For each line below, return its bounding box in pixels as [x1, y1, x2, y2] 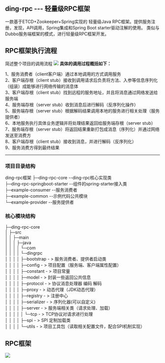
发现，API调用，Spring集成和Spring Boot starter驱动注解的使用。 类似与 [13, 25, 160, 30]
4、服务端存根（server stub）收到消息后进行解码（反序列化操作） [5, 102, 138, 107]
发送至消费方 [5, 132, 31, 138]
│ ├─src [5, 230, 22, 235]
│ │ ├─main [5, 234, 29, 240]
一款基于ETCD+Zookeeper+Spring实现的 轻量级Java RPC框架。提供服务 [5, 19, 151, 25]
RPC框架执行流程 [5, 47, 57, 55]
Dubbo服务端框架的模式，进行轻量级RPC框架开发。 [5, 31, 110, 37]
